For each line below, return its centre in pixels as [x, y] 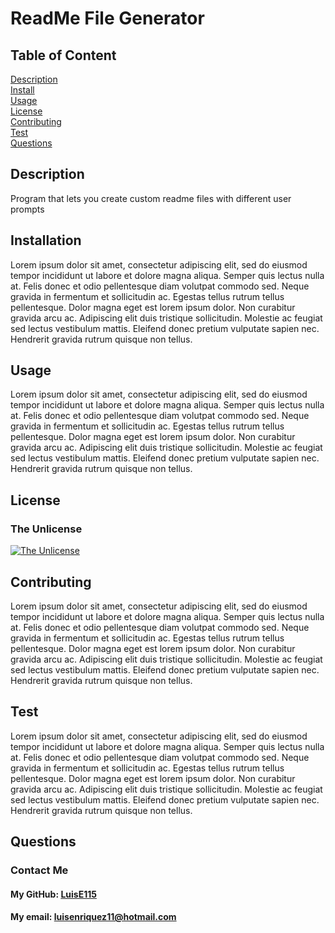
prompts [27, 209]
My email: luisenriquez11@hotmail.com [93, 917]
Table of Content [63, 55]
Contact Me [39, 870]
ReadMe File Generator [107, 18]
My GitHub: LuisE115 [53, 894]
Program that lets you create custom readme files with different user [151, 198]
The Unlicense [46, 529]
